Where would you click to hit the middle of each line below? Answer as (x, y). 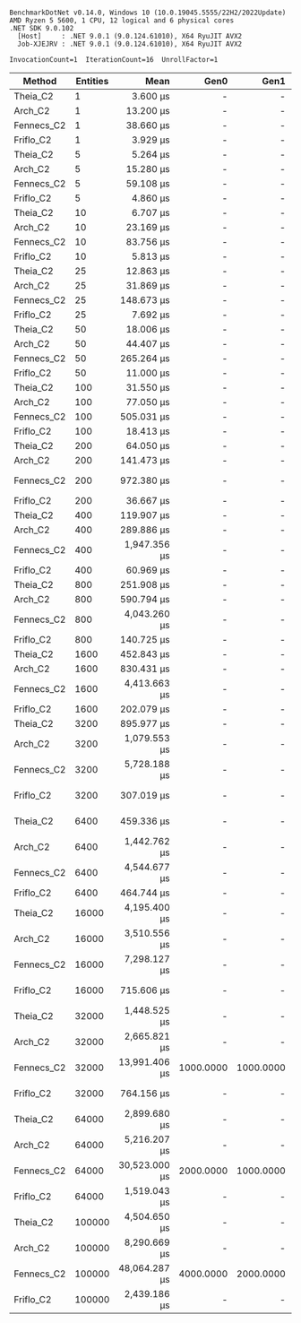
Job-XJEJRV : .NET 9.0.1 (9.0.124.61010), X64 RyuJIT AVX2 (130, 44)
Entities (92, 81)
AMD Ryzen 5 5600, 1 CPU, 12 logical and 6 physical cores (122, 21)
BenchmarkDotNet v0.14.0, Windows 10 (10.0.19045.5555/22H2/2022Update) (148, 13)
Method (40, 81)
